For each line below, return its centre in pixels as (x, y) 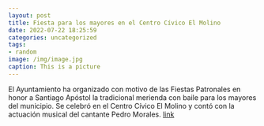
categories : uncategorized (53, 37)
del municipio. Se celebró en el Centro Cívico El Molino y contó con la (121, 106)
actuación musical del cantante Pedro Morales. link (91, 114)
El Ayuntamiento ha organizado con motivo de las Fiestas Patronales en (124, 89)
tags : (17, 45)
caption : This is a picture (55, 67)
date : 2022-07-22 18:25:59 (53, 30)
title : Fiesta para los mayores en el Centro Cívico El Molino (115, 23)
